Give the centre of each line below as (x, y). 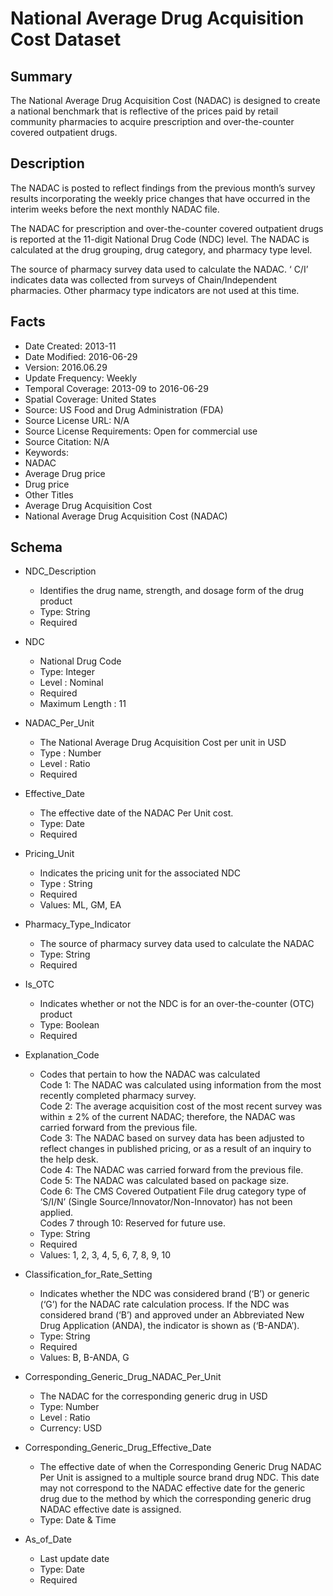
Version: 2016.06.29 (66, 367)
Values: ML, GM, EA (80, 905)
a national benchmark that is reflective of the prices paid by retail (144, 111)
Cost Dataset (66, 39)
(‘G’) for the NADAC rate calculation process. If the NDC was (164, 1304)
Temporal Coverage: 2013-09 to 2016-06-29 (116, 388)
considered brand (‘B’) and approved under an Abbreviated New (172, 1315)
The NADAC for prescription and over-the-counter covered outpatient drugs (167, 228)
